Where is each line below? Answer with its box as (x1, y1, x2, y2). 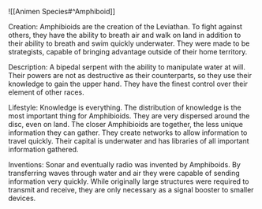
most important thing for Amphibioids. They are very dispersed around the (8, 111, 250, 121)
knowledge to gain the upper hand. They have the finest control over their (8, 79, 249, 88)
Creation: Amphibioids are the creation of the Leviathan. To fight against (8, 22, 243, 31)
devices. (8, 193, 36, 203)
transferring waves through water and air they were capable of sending (8, 169, 241, 177)
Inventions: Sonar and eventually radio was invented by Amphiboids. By (8, 160, 241, 169)
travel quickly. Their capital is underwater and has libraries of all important (8, 136, 250, 145)
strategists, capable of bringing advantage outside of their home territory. (8, 47, 248, 56)
